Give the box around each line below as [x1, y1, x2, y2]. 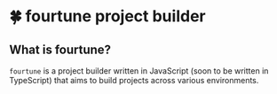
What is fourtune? [9, 42, 112, 57]
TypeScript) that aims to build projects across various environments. [9, 75, 259, 85]
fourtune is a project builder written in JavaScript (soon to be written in [9, 66, 269, 76]
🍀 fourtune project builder [9, 6, 206, 27]
